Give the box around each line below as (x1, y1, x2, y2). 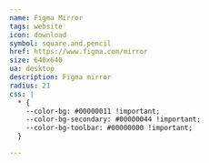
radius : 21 (9, 81, 51, 90)
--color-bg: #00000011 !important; (25, 107, 161, 116)
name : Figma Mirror (9, 13, 84, 23)
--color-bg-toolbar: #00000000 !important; (25, 124, 194, 133)
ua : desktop (9, 65, 55, 74)
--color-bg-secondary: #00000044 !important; (25, 115, 202, 124)
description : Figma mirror (9, 73, 112, 82)
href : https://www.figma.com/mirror (9, 47, 148, 56)
